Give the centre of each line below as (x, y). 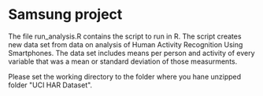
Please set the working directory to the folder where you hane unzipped (125, 76)
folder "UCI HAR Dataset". (50, 85)
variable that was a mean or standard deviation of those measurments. (123, 61)
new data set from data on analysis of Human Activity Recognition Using (126, 44)
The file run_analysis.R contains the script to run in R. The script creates (125, 36)
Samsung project (65, 15)
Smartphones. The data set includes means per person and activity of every (131, 53)
